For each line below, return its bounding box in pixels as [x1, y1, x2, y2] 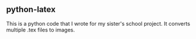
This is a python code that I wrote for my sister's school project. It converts [6, 20, 191, 27]
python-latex [6, 5, 56, 15]
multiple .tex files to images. [6, 26, 75, 33]
